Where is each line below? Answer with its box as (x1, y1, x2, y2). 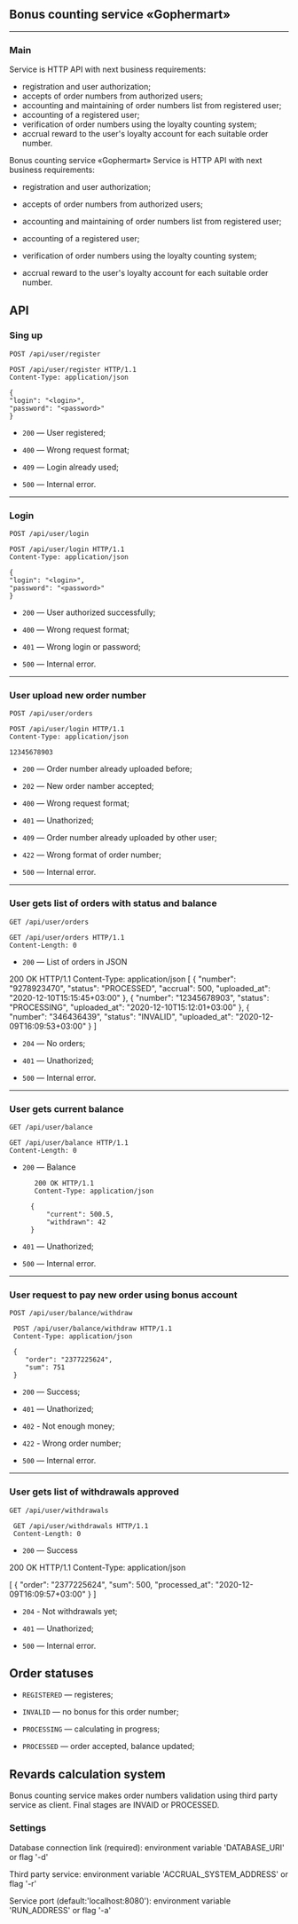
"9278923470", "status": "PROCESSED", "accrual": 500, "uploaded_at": (9, 982, 271, 993)
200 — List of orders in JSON (21, 956, 128, 966)
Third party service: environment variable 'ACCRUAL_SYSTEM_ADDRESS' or (9, 1868, 288, 1880)
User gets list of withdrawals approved (9, 1486, 180, 1498)
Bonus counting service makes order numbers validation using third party (9, 1790, 278, 1801)
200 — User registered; (21, 427, 106, 438)
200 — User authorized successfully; (21, 607, 156, 618)
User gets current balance (9, 1102, 124, 1115)
